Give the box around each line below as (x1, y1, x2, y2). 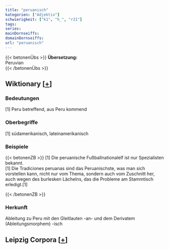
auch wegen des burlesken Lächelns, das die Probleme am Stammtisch (5, 176, 154, 182)
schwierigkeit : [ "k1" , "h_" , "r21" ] (5, 17, 82, 22)
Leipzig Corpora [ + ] (5, 235, 68, 244)
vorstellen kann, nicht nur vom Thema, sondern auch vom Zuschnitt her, (5, 171, 155, 177)
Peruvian (5, 59, 24, 66)
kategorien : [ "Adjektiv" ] (5, 12, 60, 17)
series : (5, 26, 22, 31)
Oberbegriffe (5, 119, 38, 126)
